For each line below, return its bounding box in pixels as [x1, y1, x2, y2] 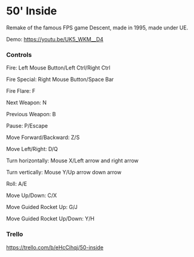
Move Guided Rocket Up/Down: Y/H [6, 215, 94, 222]
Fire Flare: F [6, 87, 36, 95]
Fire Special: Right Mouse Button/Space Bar [6, 76, 114, 83]
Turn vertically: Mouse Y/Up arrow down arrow [6, 169, 122, 176]
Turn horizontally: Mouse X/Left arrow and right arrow [6, 157, 139, 164]
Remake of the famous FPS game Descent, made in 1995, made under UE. [6, 24, 189, 31]
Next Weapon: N [6, 99, 47, 106]
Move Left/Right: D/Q [6, 146, 58, 153]
